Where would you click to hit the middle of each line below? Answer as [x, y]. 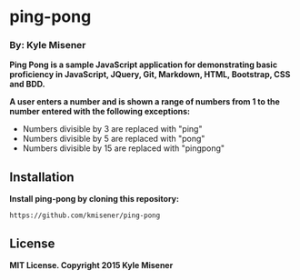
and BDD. [27, 85]
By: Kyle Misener [48, 45]
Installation [42, 177]
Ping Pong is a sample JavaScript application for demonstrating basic [144, 65]
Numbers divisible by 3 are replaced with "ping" [112, 129]
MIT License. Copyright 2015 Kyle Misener [91, 265]
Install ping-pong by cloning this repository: [95, 199]
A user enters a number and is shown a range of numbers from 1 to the [145, 102]
